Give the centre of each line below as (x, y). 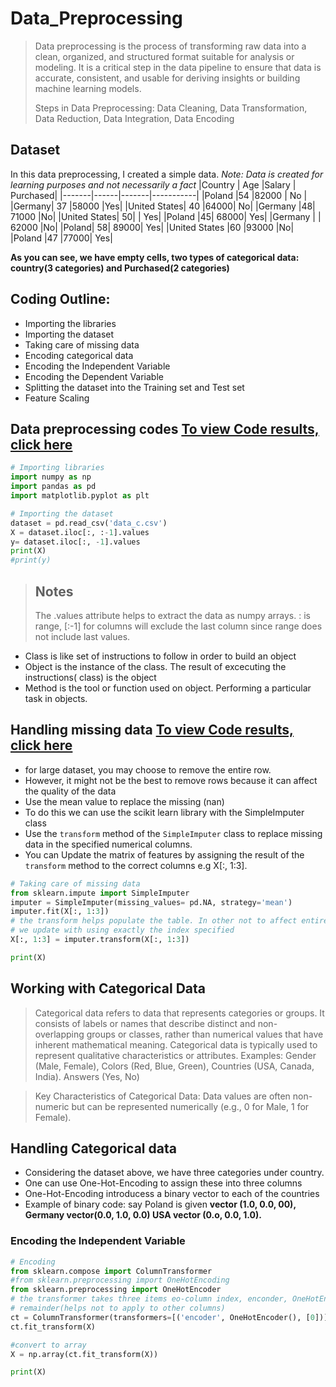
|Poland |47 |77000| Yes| (61, 238)
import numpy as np (51, 477)
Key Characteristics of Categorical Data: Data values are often (162, 1096)
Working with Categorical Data (108, 988)
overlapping (59, 1034)
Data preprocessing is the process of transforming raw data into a (170, 46)
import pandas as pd (53, 487)
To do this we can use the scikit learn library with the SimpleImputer (164, 812)
